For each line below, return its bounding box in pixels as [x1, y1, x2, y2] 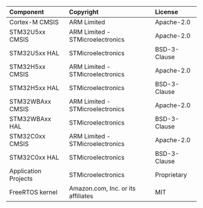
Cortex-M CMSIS [9, 18, 59, 26]
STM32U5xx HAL [9, 49, 59, 57]
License [155, 8, 178, 16]
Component [9, 8, 44, 16]
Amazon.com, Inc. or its [69, 184, 136, 192]
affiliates [69, 192, 94, 200]
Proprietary [155, 171, 187, 179]
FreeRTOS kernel [9, 188, 58, 196]
